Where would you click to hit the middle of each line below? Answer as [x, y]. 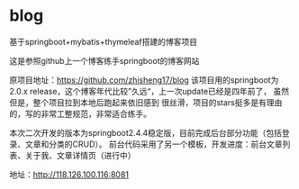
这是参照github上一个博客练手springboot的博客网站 [104, 60]
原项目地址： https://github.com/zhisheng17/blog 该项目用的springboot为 [144, 80]
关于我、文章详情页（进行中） [80, 155]
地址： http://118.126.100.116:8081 [69, 174]
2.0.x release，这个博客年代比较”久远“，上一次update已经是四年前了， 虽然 [149, 91]
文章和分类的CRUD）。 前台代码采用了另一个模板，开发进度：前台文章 [154, 144]
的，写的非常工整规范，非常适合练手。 [80, 113]
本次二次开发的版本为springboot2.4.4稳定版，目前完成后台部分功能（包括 [145, 132]
